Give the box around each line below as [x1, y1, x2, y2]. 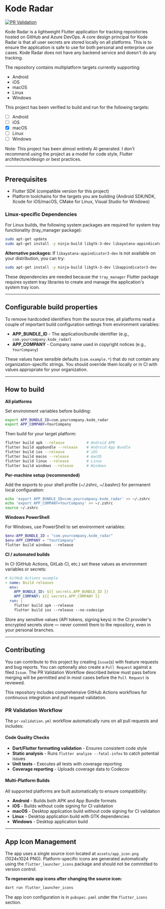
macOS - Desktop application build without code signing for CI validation [12, 808, 161, 814]
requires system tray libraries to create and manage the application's [5, 279, 144, 285]
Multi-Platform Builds [5, 777, 50, 783]
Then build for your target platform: [5, 431, 77, 437]
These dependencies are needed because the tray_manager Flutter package [5, 274, 159, 280]
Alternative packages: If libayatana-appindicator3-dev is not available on [5, 250, 156, 256]
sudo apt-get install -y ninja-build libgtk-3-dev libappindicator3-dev [5, 265, 157, 270]
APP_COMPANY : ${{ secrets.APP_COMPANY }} [14, 594, 100, 599]
